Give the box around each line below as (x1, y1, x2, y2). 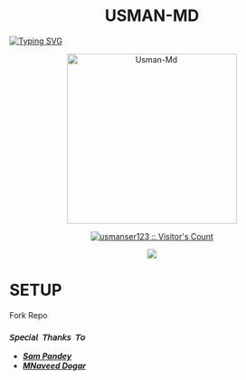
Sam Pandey (22, 351, 72, 362)
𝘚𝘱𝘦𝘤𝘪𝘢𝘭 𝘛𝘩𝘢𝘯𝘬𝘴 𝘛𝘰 (9, 332, 86, 343)
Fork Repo (9, 309, 48, 320)
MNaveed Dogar (22, 360, 86, 372)
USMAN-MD (104, 5, 200, 26)
